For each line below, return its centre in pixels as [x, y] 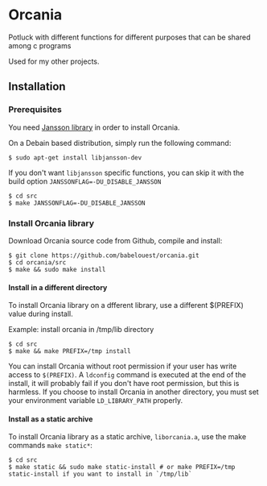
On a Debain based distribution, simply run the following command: [120, 143]
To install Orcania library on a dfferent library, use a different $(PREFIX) [126, 305]
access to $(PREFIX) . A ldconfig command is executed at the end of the [127, 375]
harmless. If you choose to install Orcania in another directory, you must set [133, 392]
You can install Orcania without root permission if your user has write [123, 366]
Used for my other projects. [54, 61]
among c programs [40, 45]
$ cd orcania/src [37, 262]
